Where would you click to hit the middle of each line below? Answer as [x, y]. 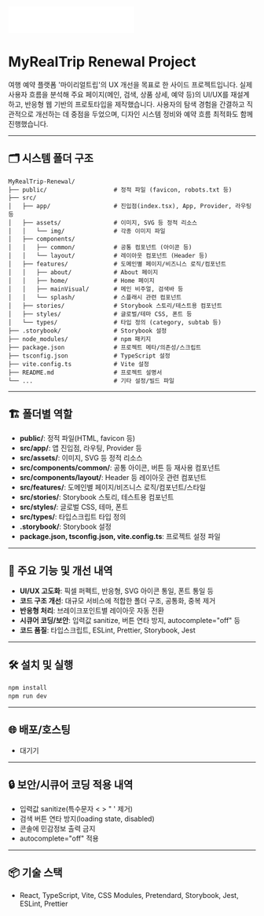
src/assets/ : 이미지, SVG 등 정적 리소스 [81, 457]
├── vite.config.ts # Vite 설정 [79, 364]
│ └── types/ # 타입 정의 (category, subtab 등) [115, 322]
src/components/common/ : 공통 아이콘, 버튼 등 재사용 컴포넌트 [120, 467]
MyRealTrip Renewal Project [102, 62]
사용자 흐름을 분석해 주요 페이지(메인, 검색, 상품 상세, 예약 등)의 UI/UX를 [119, 94]
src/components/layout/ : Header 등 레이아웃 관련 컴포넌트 [113, 477]
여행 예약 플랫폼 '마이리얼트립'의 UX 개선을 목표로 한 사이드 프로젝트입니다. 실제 [130, 84]
